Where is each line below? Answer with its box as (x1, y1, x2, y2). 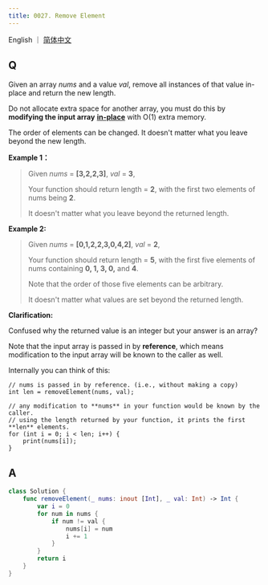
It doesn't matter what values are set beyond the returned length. (27, 295, 244, 305)
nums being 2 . (27, 193, 76, 203)
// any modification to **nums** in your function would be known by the (8, 402, 261, 410)
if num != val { (51, 517, 106, 526)
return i (37, 555, 67, 563)
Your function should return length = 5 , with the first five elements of (27, 255, 255, 265)
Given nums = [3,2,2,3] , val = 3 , (27, 169, 136, 179)
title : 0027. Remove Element (8, 11, 106, 20)
